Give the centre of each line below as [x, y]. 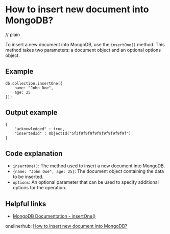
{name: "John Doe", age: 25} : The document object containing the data [88, 171]
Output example [31, 113]
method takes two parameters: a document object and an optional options [83, 50]
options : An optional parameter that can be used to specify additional [86, 182]
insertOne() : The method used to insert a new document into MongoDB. [89, 166]
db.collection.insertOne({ [34, 83]
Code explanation [34, 153]
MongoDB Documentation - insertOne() [54, 216]
